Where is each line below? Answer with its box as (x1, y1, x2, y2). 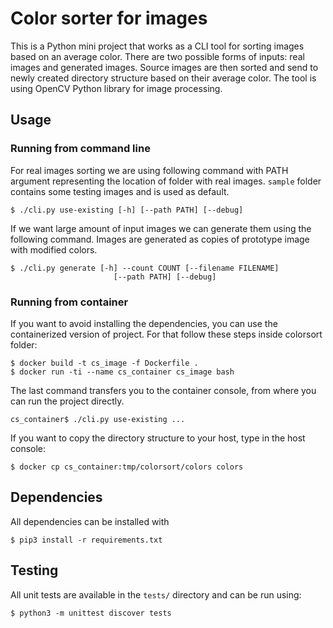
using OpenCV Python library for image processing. (10, 82, 223, 94)
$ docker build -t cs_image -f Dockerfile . (10, 358, 199, 368)
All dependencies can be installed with (10, 515, 170, 527)
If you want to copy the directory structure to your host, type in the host (10, 432, 306, 444)
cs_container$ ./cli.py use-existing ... (10, 414, 186, 424)
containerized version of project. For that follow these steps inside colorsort (10, 328, 323, 340)
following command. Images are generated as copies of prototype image (10, 233, 310, 245)
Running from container (10, 295, 129, 309)
